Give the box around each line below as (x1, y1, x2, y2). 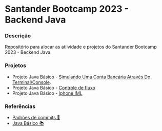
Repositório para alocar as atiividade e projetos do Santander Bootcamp (5, 44, 157, 50)
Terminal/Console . (12, 79, 51, 85)
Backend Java (5, 14, 66, 26)
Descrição (5, 32, 31, 39)
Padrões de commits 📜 (12, 115, 60, 121)
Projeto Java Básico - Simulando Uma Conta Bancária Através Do (12, 74, 151, 80)
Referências (5, 103, 36, 110)
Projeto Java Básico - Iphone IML (12, 90, 83, 96)
